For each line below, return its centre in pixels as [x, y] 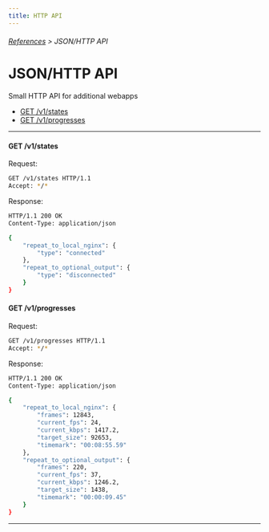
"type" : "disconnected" [76, 275]
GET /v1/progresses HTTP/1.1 [57, 341]
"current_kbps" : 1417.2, [78, 430]
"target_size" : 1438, [73, 490]
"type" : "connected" [71, 253]
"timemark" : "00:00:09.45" [82, 497]
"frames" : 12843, [66, 415]
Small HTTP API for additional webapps [73, 96]
